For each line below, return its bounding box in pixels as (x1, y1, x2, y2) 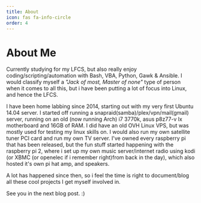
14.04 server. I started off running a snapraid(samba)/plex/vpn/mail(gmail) (6, 109, 189, 117)
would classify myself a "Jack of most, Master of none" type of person (6, 79, 181, 86)
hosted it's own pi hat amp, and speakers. (6, 160, 110, 168)
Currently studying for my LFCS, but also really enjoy (6, 65, 137, 73)
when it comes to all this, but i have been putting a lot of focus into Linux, (6, 85, 187, 92)
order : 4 (6, 20, 28, 26)
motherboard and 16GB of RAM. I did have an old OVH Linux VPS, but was (6, 122, 189, 129)
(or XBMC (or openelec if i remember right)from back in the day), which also (6, 154, 195, 161)
